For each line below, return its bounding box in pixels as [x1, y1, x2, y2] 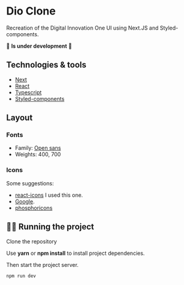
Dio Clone [6, 4, 56, 18]
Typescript [14, 89, 42, 96]
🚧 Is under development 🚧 [6, 42, 72, 50]
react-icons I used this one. [14, 191, 83, 199]
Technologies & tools [6, 60, 87, 70]
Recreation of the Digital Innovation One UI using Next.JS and [6, 24, 159, 31]
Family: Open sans [14, 144, 61, 152]
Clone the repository [6, 237, 57, 245]
